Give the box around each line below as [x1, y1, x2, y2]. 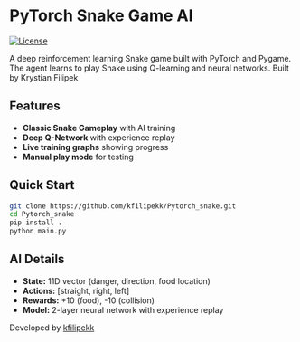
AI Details [9, 252, 65, 267]
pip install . [9, 218, 63, 227]
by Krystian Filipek [9, 71, 79, 82]
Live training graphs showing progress [22, 141, 169, 152]
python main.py [9, 227, 67, 236]
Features [9, 99, 61, 114]
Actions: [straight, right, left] [22, 285, 130, 296]
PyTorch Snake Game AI [9, 5, 193, 26]
